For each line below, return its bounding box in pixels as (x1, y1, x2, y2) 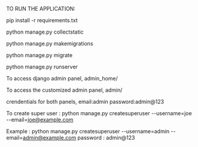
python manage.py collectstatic (6, 28, 84, 35)
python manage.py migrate (6, 52, 73, 59)
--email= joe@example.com (6, 116, 74, 123)
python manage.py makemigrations (6, 40, 94, 47)
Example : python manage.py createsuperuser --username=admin (6, 128, 170, 134)
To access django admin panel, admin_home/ (6, 75, 118, 82)
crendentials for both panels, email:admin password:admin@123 (6, 98, 165, 105)
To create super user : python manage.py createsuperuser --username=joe (6, 110, 193, 116)
